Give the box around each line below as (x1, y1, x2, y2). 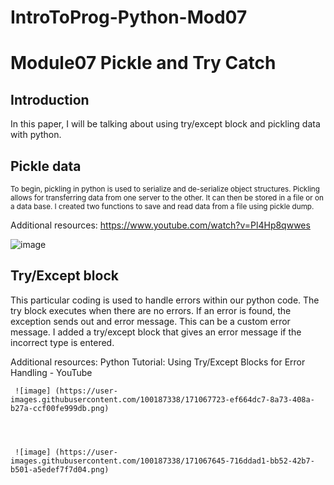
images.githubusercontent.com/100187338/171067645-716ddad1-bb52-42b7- (10, 456, 315, 466)
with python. (10, 129, 62, 141)
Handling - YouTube (10, 366, 93, 378)
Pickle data (10, 157, 82, 175)
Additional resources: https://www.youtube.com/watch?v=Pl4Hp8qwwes (10, 219, 311, 231)
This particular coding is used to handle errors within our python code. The (10, 294, 320, 306)
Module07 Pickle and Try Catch (10, 52, 277, 75)
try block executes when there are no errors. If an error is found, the (10, 304, 292, 316)
